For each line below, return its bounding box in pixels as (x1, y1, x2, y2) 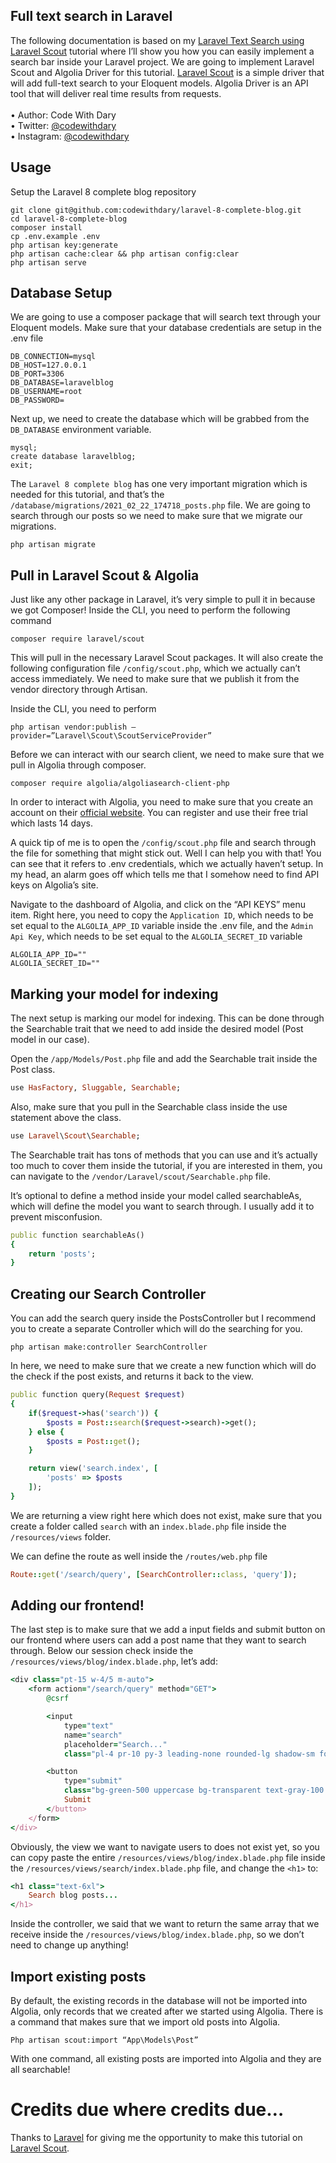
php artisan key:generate (10, 240, 118, 250)
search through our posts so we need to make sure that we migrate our (10, 510, 303, 522)
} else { (28, 1427, 65, 1437)
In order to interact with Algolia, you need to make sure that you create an (10, 796, 314, 808)
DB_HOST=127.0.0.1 (10, 360, 87, 371)
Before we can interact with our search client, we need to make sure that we (10, 749, 325, 761)
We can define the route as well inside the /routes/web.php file (10, 1550, 268, 1562)
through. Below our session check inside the (10, 1645, 194, 1657)
